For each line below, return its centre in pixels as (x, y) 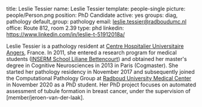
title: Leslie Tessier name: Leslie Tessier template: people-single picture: (96, 9)
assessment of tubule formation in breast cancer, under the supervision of (99, 91)
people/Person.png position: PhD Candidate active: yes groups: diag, (92, 15)
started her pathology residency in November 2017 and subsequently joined (100, 72)
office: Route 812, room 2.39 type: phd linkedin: (65, 28)
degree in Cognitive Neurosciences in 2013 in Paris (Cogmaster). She (92, 65)
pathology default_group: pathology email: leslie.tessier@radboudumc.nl (96, 21)
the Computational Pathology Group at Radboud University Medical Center (99, 78)
